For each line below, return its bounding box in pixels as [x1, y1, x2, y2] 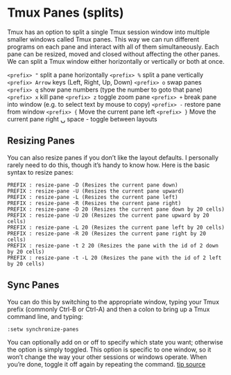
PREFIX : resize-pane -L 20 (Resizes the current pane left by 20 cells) [7, 224, 225, 231]
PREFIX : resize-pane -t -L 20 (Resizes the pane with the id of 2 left [7, 254, 222, 261]
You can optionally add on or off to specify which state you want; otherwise [7, 338, 223, 346]
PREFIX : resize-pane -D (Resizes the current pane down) [7, 182, 178, 189]
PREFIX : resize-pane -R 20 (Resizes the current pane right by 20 [7, 230, 207, 237]
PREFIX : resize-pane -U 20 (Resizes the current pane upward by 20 [7, 211, 209, 219]
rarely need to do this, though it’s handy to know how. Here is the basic [7, 161, 210, 169]
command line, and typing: [7, 312, 83, 320]
